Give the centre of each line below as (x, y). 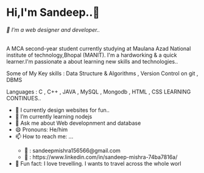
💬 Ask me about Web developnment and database (78, 123)
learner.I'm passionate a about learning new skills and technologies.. (92, 62)
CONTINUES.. (24, 98)
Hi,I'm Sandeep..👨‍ (53, 13)
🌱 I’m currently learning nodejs (54, 117)
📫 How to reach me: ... (44, 136)
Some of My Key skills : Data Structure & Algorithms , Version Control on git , (102, 73)
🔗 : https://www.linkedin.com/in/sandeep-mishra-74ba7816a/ (101, 157)
